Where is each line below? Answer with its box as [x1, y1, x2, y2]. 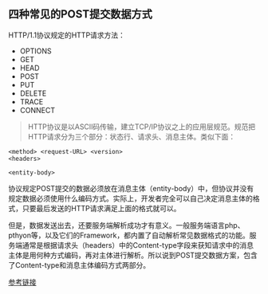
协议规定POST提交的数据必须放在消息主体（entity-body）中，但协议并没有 [8, 183, 254, 193]
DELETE [19, 88, 47, 98]
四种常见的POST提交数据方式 [8, 7, 153, 22]
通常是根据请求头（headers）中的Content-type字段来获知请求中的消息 [22, 240, 254, 249]
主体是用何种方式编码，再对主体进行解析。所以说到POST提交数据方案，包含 [8, 250, 258, 260]
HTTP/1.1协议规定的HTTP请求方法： [8, 30, 126, 40]
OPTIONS [19, 46, 52, 56]
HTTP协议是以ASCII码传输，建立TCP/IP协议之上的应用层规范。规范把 [27, 122, 256, 131]
